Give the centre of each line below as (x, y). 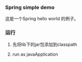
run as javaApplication (35, 54)
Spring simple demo (30, 7)
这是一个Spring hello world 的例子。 (42, 19)
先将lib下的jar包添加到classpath (45, 44)
